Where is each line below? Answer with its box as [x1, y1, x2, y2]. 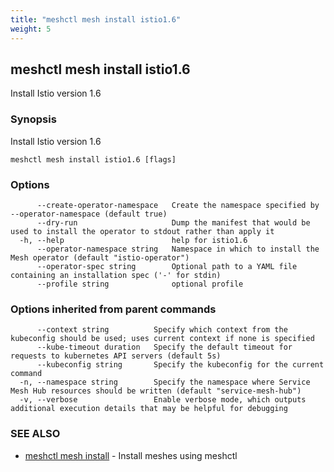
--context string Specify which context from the [36, 325, 288, 335]
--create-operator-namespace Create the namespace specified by [36, 200, 320, 210]
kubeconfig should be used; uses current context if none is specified [10, 334, 315, 344]
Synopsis [10, 112, 57, 126]
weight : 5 [10, 24, 52, 34]
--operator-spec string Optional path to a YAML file [36, 261, 298, 271]
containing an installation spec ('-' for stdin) [10, 270, 222, 280]
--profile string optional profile [36, 279, 244, 289]
